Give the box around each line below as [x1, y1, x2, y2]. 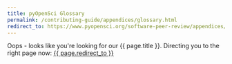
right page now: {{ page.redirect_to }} [7, 49, 114, 57]
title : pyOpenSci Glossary [7, 10, 85, 17]
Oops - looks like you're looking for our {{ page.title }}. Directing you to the [7, 42, 220, 50]
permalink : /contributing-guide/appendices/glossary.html [7, 17, 177, 23]
